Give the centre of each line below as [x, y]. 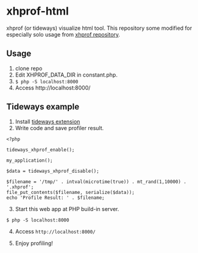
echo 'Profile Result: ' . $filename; [55, 198]
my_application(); [30, 160]
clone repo [29, 68]
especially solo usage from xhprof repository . [63, 34]
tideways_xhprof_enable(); [41, 150]
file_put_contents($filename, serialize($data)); [71, 192]
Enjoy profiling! [34, 243]
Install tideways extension [48, 121]
